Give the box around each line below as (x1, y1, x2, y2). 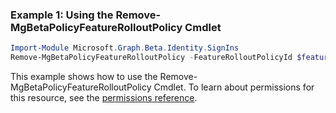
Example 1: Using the (10, 8, 114, 22)
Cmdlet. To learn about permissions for (153, 81, 315, 93)
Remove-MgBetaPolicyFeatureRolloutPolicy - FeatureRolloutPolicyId (10, 53, 293, 63)
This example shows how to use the (10, 71, 158, 83)
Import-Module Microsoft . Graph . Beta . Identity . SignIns (10, 43, 240, 53)
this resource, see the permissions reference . (10, 92, 198, 104)
